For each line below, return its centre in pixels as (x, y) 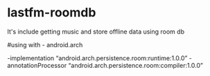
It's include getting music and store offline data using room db (96, 31)
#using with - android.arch (45, 45)
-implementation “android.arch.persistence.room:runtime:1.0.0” (97, 58)
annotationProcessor (37, 65)
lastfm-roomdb (52, 13)
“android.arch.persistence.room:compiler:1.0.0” (135, 65)
